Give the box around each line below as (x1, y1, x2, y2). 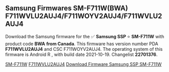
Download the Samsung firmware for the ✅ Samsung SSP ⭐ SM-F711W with (5, 33, 164, 39)
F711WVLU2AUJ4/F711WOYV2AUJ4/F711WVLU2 (5, 12, 162, 21)
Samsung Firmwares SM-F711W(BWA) (5, 4, 128, 13)
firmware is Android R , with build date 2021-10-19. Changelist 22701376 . (5, 51, 158, 57)
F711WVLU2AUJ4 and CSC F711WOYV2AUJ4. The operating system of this (5, 46, 163, 52)
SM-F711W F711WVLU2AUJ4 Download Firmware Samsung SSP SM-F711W (5, 61, 162, 67)
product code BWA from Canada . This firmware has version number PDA (5, 40, 158, 47)
